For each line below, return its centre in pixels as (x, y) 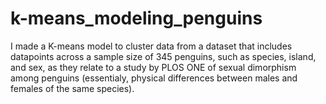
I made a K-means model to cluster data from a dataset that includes (151, 46)
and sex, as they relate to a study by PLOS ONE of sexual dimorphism (153, 67)
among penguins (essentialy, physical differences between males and (154, 78)
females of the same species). (72, 88)
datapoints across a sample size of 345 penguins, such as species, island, (163, 56)
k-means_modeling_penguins (136, 18)
